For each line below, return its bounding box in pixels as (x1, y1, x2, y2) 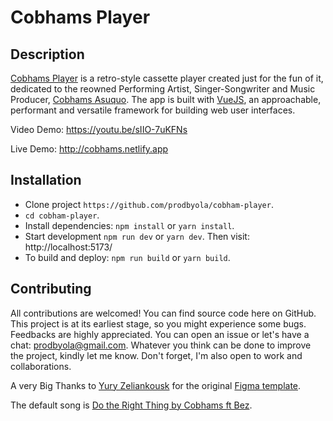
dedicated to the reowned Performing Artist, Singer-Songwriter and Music (10, 83, 316, 95)
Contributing (10, 281, 92, 298)
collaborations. (10, 360, 72, 372)
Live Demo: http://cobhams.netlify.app (10, 143, 169, 155)
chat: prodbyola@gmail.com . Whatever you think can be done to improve (10, 339, 312, 351)
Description (10, 46, 85, 63)
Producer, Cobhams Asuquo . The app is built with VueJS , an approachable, (10, 94, 322, 105)
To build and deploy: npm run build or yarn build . (24, 251, 231, 263)
